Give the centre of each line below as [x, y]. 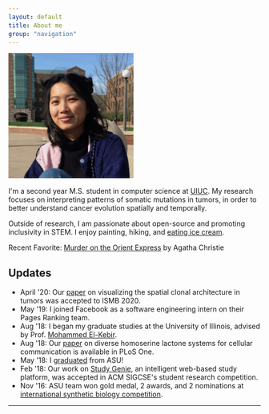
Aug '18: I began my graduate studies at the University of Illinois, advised [140, 326]
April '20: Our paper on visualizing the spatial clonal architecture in [130, 292]
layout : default [35, 17]
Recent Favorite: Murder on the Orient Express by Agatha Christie [116, 247]
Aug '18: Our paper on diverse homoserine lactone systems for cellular [137, 344]
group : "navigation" [43, 34]
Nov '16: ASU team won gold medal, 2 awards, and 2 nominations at [132, 386]
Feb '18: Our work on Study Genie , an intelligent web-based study [128, 369]
